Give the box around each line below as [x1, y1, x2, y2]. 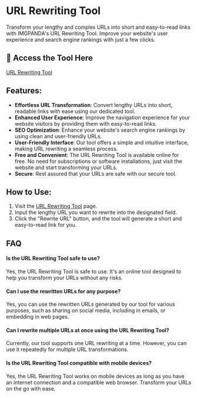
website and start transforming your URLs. [14, 163, 118, 171]
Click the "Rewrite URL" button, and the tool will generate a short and [14, 215, 182, 222]
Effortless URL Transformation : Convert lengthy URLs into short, [14, 101, 173, 108]
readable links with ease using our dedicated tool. [14, 108, 136, 115]
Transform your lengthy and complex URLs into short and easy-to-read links [6, 24, 191, 31]
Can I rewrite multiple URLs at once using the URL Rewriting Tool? [6, 326, 169, 333]
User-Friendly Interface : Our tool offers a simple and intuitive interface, [14, 139, 189, 146]
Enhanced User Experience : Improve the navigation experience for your [14, 113, 190, 121]
